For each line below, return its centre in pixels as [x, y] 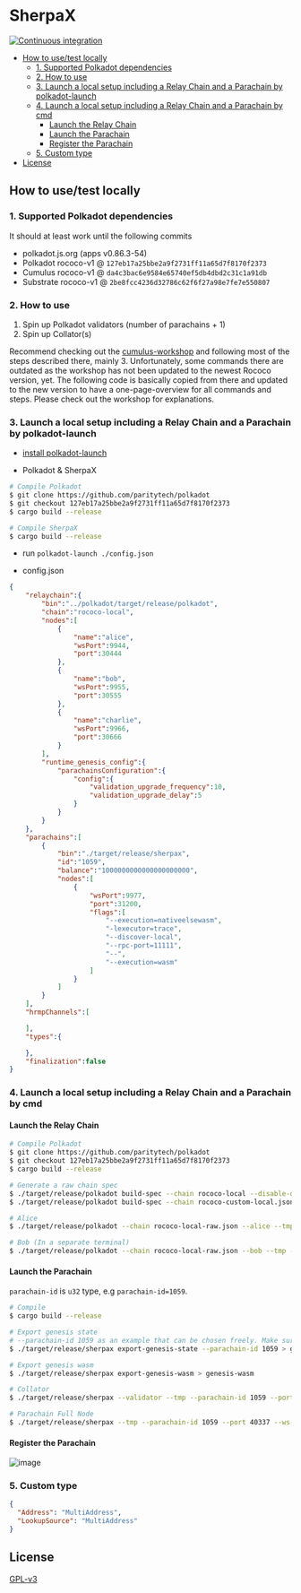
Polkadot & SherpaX [59, 471]
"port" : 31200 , [116, 904]
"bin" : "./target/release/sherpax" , [124, 854]
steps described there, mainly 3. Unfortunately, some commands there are [146, 360]
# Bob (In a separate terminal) [69, 1242]
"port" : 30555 [98, 696]
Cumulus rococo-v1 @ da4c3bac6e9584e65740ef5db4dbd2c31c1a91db [144, 272]
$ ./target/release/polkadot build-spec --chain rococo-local [128, 1193]
